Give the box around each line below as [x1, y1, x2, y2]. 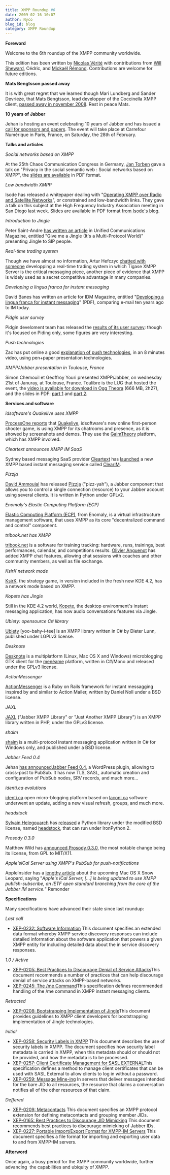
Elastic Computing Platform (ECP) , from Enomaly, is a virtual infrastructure [5, 511, 161, 518]
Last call [5, 916, 23, 922]
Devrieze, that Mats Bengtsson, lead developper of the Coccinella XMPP [5, 96, 156, 102]
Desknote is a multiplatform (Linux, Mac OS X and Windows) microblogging [5, 653, 163, 659]
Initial [5, 1029, 17, 1035]
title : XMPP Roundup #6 [5, 7, 56, 13]
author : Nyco [5, 17, 33, 22]
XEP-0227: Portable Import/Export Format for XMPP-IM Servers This [12, 1128, 156, 1134]
